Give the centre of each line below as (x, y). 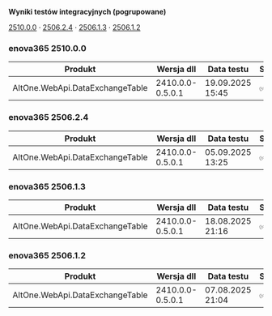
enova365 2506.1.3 (47, 186)
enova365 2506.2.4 (49, 117)
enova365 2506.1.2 (47, 255)
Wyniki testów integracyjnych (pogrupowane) (87, 12)
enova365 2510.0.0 (47, 48)
